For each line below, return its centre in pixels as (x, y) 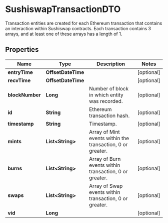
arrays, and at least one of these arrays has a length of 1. (64, 34)
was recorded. (106, 101)
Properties (22, 49)
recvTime (19, 80)
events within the (109, 138)
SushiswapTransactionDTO (63, 9)
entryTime (20, 72)
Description (111, 64)
